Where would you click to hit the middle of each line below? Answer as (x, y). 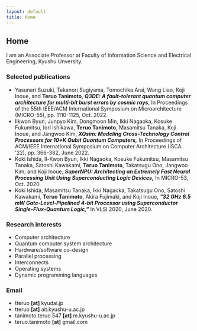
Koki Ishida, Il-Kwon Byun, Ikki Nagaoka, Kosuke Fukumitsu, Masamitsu (101, 159)
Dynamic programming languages (56, 275)
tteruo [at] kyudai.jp (39, 303)
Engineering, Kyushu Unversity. (44, 61)
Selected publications (38, 77)
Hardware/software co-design (51, 249)
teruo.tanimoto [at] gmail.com (51, 322)
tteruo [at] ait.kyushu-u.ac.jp (50, 309)
